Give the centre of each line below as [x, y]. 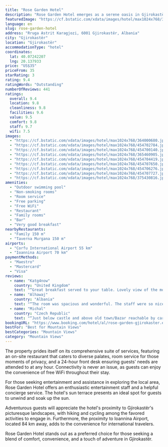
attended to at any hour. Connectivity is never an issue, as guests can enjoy [83, 367]
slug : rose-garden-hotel [31, 29]
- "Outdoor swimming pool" [38, 187]
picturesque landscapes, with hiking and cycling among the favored [75, 413]
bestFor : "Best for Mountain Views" [43, 327]
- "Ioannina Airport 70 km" [39, 253]
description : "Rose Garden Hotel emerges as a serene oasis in [72, 15]
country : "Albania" [34, 299]
